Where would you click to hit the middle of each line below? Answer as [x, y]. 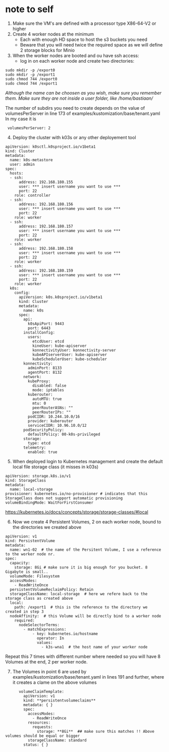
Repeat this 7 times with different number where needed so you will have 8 [83, 656]
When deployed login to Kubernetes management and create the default [88, 461]
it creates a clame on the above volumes [54, 682]
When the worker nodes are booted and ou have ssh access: [76, 55]
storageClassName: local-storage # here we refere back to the [79, 594]
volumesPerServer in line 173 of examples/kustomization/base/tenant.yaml [83, 113]
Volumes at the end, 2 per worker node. [46, 661]
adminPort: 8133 [45, 368]
